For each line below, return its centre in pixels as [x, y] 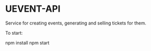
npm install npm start [27, 43]
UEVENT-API [33, 9]
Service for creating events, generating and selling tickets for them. [76, 23]
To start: [14, 33]
